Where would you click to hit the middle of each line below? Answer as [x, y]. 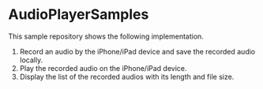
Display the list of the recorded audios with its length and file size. [127, 76]
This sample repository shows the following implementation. [106, 36]
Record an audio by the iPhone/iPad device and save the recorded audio [137, 51]
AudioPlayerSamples [79, 15]
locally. [31, 60]
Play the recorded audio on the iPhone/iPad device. [103, 68]
